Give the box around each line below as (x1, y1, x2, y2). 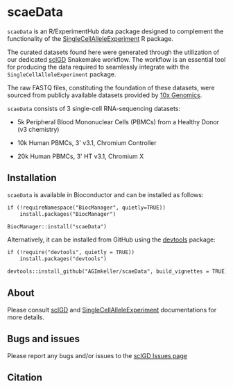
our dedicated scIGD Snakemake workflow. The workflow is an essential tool (7, 55, 226, 63)
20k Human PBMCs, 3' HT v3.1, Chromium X (17, 152, 144, 160)
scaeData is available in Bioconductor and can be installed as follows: (7, 190, 204, 199)
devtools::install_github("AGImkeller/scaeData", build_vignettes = (7, 268, 209, 275)
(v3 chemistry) (17, 125, 60, 133)
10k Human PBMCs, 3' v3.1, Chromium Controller (17, 138, 157, 146)
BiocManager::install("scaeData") (7, 223, 107, 230)
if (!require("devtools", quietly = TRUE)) (7, 249, 135, 256)
